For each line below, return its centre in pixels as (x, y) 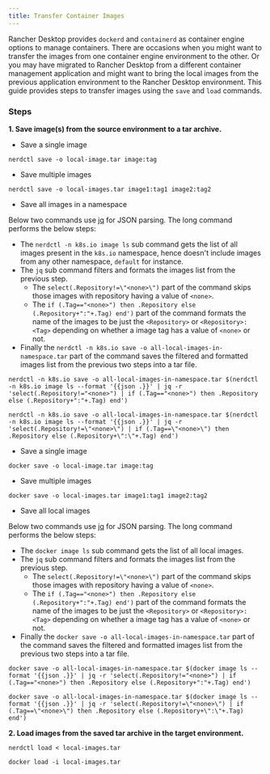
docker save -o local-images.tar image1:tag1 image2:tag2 (108, 495)
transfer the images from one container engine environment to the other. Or (134, 56)
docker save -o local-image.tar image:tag (81, 466)
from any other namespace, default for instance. (102, 261)
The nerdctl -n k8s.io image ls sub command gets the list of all (129, 244)
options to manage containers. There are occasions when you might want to (135, 47)
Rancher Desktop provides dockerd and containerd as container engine (127, 39)
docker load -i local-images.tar (65, 762)
